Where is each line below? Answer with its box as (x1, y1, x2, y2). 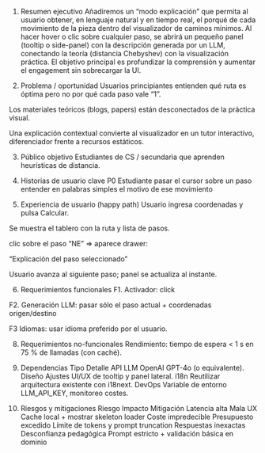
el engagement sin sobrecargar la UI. (20, 66, 142, 74)
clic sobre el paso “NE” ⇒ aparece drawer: (9, 239, 149, 248)
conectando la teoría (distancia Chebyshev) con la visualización (20, 49, 229, 58)
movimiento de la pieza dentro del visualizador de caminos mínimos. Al (20, 24, 252, 32)
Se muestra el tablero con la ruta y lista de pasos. (9, 223, 170, 233)
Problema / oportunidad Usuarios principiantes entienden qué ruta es (20, 81, 247, 90)
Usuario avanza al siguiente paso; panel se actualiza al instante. (9, 269, 218, 279)
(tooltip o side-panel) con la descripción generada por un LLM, (20, 40, 226, 50)
